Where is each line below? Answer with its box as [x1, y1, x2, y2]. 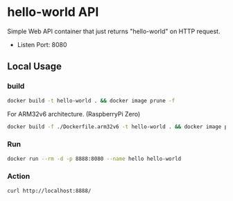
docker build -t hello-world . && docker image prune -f [7, 97, 175, 104]
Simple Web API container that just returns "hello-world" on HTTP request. [7, 27, 221, 35]
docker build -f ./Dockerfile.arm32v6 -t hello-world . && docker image [7, 123, 222, 130]
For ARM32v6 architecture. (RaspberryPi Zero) [7, 110, 141, 118]
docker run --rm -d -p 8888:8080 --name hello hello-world [7, 155, 182, 162]
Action [7, 171, 31, 181]
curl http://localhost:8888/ [7, 187, 92, 194]
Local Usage [7, 60, 62, 73]
